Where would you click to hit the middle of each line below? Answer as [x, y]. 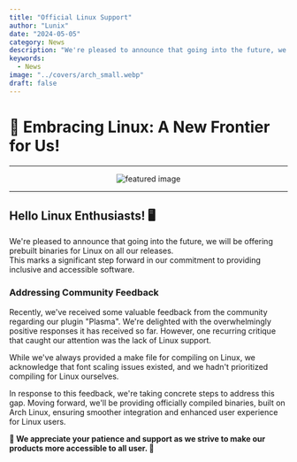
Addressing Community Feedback [84, 293]
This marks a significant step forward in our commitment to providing [135, 260]
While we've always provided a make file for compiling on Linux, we [133, 357]
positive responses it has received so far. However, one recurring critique [143, 331]
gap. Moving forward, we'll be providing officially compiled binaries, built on [147, 403]
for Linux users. [38, 421]
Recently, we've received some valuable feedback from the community [138, 312]
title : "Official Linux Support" [71, 17]
